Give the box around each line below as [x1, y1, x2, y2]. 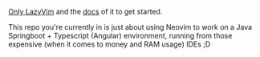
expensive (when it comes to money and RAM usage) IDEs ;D [8, 39, 211, 49]
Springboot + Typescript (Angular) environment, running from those [8, 31, 233, 40]
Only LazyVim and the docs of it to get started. [8, 7, 163, 16]
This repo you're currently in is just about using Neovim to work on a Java [8, 22, 253, 31]
